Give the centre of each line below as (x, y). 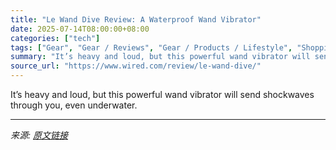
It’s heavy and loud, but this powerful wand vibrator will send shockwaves (162, 94)
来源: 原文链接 (39, 135)
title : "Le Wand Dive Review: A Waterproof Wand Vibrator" (136, 19)
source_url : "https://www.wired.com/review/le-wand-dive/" (136, 66)
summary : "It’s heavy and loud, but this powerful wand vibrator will (160, 57)
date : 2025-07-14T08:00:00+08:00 (80, 29)
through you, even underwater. (74, 105)
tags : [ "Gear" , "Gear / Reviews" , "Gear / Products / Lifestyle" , (151, 47)
